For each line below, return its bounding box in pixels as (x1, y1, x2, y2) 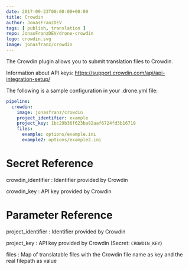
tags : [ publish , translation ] (6, 25, 86, 31)
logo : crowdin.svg (6, 36, 51, 42)
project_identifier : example (17, 115, 89, 121)
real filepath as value (6, 257, 57, 264)
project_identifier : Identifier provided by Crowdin (6, 228, 126, 235)
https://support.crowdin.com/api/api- (74, 69, 165, 76)
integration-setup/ (6, 75, 51, 83)
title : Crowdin (6, 14, 44, 20)
